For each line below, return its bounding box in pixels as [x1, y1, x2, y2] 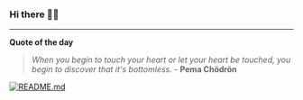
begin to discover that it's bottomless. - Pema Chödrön [31, 64, 237, 75]
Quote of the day [9, 37, 74, 48]
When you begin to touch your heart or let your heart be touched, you [31, 54, 291, 66]
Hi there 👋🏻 [9, 8, 60, 21]
